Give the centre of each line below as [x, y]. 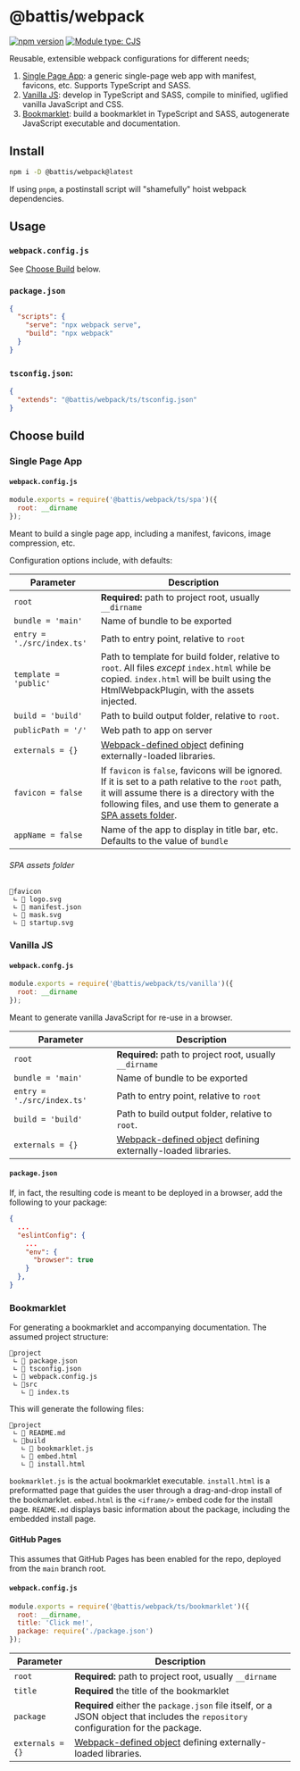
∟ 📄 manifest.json [47, 907]
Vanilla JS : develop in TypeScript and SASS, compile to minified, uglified [155, 95]
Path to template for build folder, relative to [190, 656]
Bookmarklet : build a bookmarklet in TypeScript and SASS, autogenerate [156, 113]
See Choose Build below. [55, 269]
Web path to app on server [156, 730]
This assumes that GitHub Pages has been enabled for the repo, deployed [145, 1559]
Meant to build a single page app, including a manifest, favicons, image [140, 533]
